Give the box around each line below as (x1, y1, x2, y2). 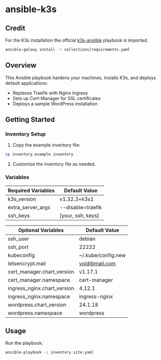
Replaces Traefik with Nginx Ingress (12, 90, 88, 96)
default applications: (5, 80, 48, 86)
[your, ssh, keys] (59, 212, 100, 219)
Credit (5, 24, 25, 32)
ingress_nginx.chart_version (8, 284, 74, 291)
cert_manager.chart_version (8, 268, 74, 275)
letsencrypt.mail (8, 260, 46, 267)
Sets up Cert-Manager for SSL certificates (12, 95, 101, 101)
